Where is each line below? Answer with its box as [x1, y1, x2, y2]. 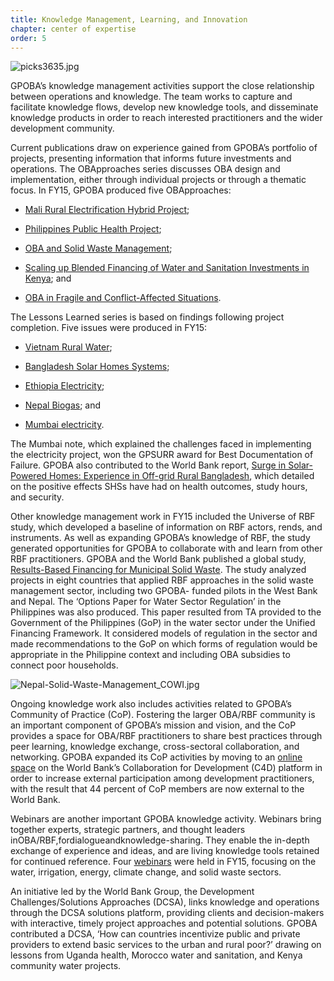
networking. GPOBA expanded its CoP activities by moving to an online [10, 751, 303, 763]
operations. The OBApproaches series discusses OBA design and [10, 163, 281, 175]
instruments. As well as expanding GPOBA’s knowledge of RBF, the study [10, 532, 311, 544]
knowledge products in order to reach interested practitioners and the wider [10, 112, 323, 124]
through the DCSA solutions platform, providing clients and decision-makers [10, 907, 325, 919]
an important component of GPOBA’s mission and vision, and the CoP [10, 719, 297, 731]
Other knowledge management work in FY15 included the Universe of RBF [10, 511, 316, 523]
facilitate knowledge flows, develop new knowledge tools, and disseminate [10, 101, 319, 113]
